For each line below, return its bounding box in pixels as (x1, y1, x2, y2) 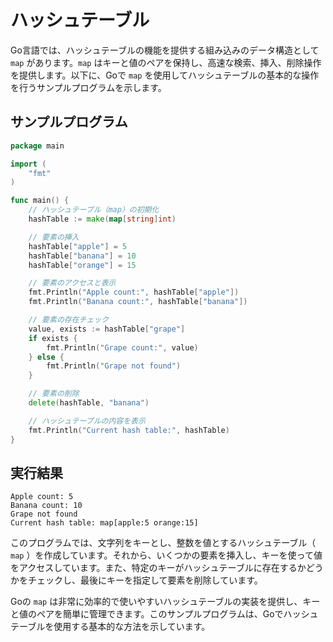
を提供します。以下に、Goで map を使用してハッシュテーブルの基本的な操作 (10, 69, 320, 81)
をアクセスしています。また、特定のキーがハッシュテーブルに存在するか (10, 562, 307, 574)
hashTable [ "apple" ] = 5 (28, 241, 128, 251)
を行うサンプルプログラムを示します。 (10, 81, 167, 93)
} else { (28, 352, 65, 362)
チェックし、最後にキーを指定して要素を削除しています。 (27, 574, 263, 586)
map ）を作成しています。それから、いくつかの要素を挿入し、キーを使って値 (10, 549, 323, 561)
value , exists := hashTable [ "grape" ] (28, 324, 186, 334)
